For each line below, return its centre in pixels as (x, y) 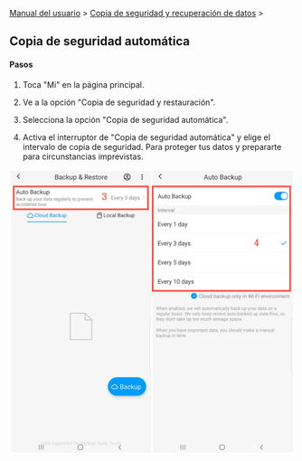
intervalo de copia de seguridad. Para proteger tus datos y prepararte (152, 146)
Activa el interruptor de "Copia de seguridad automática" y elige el (146, 137)
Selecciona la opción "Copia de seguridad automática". (125, 119)
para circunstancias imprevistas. (83, 156)
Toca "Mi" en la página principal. (83, 84)
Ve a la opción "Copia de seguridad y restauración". (119, 102)
